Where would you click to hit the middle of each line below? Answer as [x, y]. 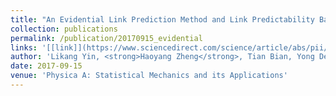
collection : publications [64, 29]
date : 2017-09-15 [46, 66]
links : [24, 47]
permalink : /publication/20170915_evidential [106, 38]
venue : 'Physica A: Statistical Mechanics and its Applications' [149, 76]
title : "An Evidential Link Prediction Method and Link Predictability [162, 19]
